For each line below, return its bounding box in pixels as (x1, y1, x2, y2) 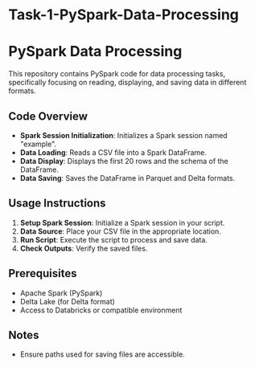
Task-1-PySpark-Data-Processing (8, 6, 240, 24)
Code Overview (8, 109, 88, 123)
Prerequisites (8, 267, 77, 280)
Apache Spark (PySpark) (19, 287, 103, 298)
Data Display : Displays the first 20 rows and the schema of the (19, 156, 229, 165)
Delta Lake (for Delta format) (19, 296, 115, 306)
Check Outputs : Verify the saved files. (19, 243, 148, 253)
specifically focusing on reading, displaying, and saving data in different (8, 78, 247, 88)
